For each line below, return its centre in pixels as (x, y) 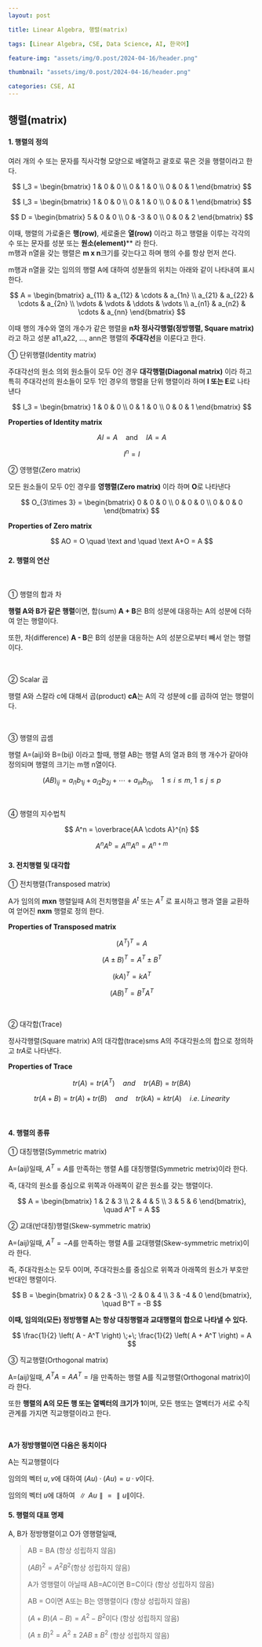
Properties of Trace (40, 1066)
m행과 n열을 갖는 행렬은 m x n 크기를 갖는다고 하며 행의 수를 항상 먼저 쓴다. (122, 253)
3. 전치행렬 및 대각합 (39, 865)
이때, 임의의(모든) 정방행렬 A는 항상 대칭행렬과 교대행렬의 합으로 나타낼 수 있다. (128, 1320)
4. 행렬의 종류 (29, 1132)
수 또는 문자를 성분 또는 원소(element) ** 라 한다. (83, 243)
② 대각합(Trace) (35, 1025)
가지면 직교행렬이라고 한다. (70, 1413)
